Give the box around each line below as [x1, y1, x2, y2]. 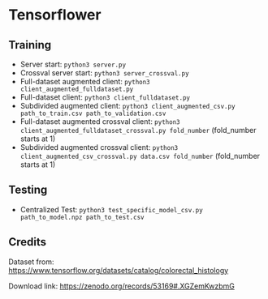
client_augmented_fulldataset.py [19, 85, 134, 93]
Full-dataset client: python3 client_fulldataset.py [19, 92, 191, 102]
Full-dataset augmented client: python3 [19, 77, 150, 86]
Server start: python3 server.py [19, 59, 127, 69]
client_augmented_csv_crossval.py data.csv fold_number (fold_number [19, 152, 261, 160]
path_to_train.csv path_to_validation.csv [19, 109, 166, 117]
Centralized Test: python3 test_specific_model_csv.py [19, 204, 203, 214]
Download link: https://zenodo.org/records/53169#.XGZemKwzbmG [8, 281, 236, 291]
